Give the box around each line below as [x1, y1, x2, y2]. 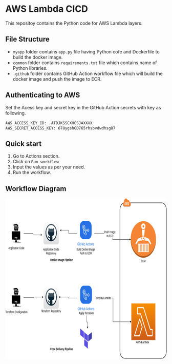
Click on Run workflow [12, 159, 59, 165]
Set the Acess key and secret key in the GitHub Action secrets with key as [5, 104, 161, 110]
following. [5, 110, 26, 116]
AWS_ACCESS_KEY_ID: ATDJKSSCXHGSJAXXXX [5, 120, 93, 126]
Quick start [5, 139, 42, 148]
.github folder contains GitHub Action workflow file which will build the [12, 70, 163, 76]
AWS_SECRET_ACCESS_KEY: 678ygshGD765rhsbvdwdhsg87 [5, 125, 116, 131]
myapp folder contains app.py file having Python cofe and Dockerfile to [12, 48, 160, 54]
